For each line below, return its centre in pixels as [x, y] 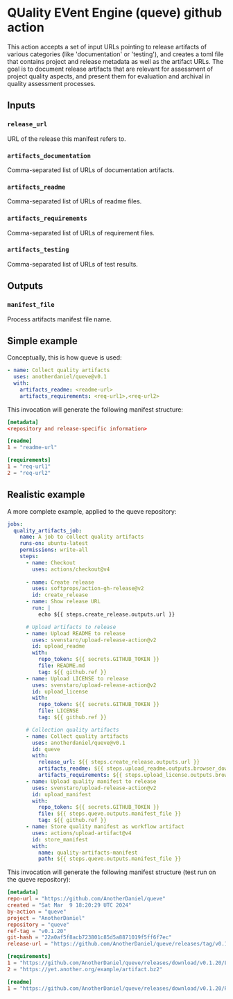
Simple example [43, 341]
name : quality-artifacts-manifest [88, 853]
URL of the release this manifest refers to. [67, 138]
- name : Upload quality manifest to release [91, 781]
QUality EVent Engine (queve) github [115, 13]
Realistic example [46, 495]
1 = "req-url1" [29, 467]
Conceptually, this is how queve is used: [65, 358]
